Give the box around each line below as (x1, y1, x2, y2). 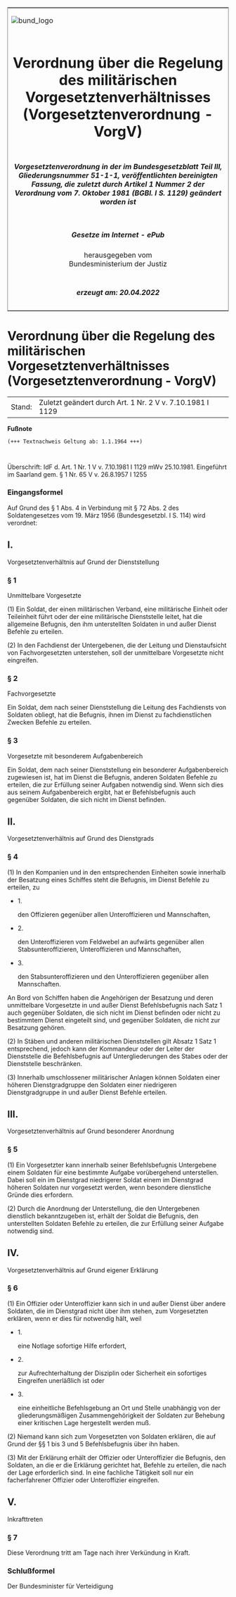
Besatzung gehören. (7, 1023, 66, 1032)
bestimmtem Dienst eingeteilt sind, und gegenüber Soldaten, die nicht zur (7, 1015, 221, 1024)
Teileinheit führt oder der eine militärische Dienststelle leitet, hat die (7, 612, 203, 620)
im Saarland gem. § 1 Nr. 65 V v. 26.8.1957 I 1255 (7, 470, 147, 478)
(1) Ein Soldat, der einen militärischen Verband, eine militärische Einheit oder (7, 605, 228, 613)
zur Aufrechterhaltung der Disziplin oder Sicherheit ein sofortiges (17, 1369, 207, 1377)
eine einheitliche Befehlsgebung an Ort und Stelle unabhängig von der (17, 1403, 221, 1412)
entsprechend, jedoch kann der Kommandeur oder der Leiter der (7, 1044, 195, 1053)
